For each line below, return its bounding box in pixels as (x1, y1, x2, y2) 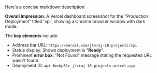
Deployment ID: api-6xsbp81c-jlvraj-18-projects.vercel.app (12, 62, 135, 68)
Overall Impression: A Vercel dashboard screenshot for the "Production (5, 13, 148, 19)
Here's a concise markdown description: (5, 4, 86, 10)
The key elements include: (5, 33, 59, 38)
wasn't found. (12, 58, 40, 63)
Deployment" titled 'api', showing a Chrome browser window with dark (5, 19, 145, 24)
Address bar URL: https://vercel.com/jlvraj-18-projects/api (12, 42, 138, 48)
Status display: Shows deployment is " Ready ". (12, 48, 105, 53)
